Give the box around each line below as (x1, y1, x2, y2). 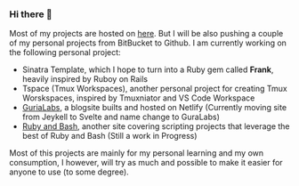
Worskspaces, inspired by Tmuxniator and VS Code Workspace (21, 93, 255, 103)
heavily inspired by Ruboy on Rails (21, 74, 149, 85)
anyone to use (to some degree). (9, 166, 129, 177)
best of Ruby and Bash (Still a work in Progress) (21, 131, 198, 142)
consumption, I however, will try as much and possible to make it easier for (9, 158, 283, 168)
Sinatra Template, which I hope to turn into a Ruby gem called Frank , (21, 64, 274, 75)
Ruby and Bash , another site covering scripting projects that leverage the (21, 121, 291, 132)
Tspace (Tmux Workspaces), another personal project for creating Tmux (21, 84, 287, 94)
